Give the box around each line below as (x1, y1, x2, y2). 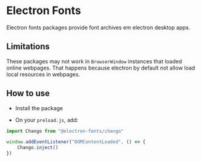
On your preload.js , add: (15, 116, 79, 124)
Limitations (6, 41, 50, 52)
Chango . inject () (17, 144, 59, 151)
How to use (6, 88, 50, 99)
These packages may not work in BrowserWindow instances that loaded (6, 57, 183, 65)
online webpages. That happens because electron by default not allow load (6, 64, 196, 71)
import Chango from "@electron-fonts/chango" (6, 128, 124, 134)
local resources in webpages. (6, 71, 80, 78)
